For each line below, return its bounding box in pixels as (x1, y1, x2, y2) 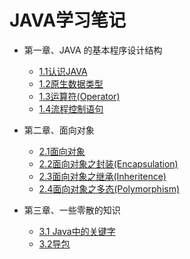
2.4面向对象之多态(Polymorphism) (38, 182, 181, 195)
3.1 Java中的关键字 (38, 225, 116, 237)
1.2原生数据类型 (38, 77, 104, 90)
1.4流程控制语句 (38, 102, 104, 115)
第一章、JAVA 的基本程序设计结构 (23, 44, 163, 56)
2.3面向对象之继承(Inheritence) (38, 170, 167, 182)
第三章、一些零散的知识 (23, 204, 121, 216)
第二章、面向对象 (23, 124, 95, 136)
